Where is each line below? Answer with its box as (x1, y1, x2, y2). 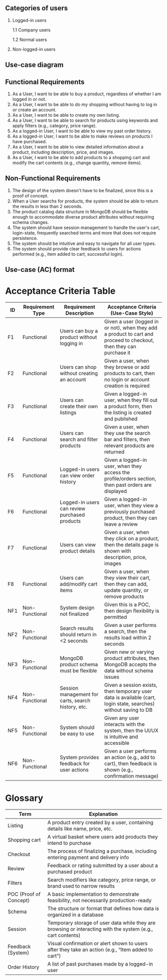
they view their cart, (104, 575, 151, 582)
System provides (59, 754, 99, 761)
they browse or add (104, 364, 150, 371)
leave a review (104, 521, 138, 528)
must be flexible (59, 667, 97, 674)
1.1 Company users (12, 27, 51, 33)
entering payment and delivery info (47, 854, 129, 861)
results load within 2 (104, 634, 152, 641)
